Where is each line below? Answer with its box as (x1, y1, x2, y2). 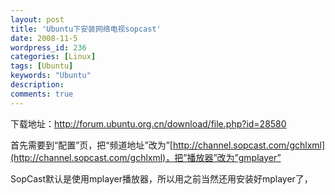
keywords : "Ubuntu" (10, 71, 92, 81)
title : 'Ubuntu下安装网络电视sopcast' (10, 24, 162, 34)
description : (10, 80, 65, 90)
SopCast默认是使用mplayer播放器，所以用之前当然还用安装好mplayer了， (10, 172, 313, 185)
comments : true (10, 89, 74, 99)
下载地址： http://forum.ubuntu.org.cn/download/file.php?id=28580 (10, 117, 287, 130)
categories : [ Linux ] (10, 52, 97, 62)
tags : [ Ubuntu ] (10, 61, 74, 71)
